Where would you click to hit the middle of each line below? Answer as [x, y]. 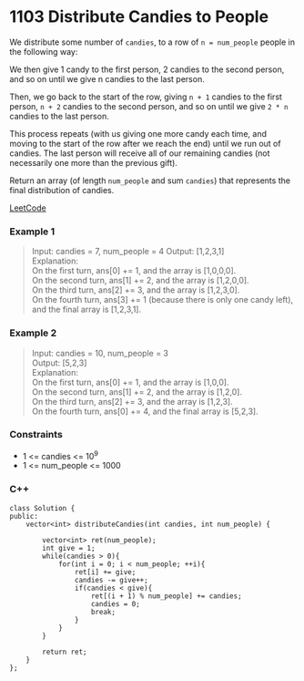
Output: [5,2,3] [59, 363]
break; [103, 612]
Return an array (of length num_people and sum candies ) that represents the [150, 181]
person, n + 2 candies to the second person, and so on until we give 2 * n [149, 106]
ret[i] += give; [105, 572]
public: [24, 516]
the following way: [44, 51]
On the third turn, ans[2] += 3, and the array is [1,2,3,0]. [136, 290]
